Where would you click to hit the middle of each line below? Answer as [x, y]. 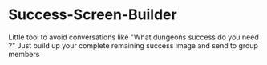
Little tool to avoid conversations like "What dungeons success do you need [133, 37]
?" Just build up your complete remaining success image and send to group [133, 45]
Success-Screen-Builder [93, 15]
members [24, 54]
